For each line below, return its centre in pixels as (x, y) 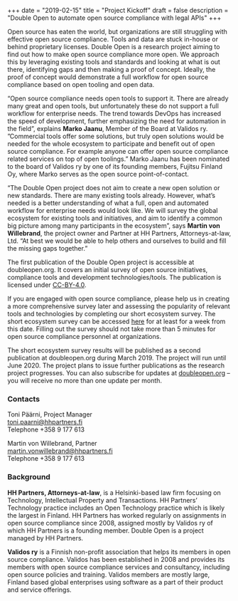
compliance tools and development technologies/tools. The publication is (114, 277)
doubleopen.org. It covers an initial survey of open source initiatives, (108, 270)
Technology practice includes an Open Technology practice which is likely (116, 508)
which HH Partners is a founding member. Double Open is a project (106, 531)
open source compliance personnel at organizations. (85, 336)
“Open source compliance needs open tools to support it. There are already (118, 98)
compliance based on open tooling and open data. (81, 84)
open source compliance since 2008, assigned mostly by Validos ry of (110, 523)
